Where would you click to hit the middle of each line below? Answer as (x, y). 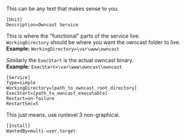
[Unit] (14, 20)
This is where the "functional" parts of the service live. (73, 36)
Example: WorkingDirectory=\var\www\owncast (63, 48)
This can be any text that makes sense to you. (63, 9)
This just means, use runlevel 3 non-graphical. (63, 115)
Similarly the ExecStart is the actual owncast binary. (70, 60)
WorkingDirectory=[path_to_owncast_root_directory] (72, 88)
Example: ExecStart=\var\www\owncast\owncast (64, 66)
